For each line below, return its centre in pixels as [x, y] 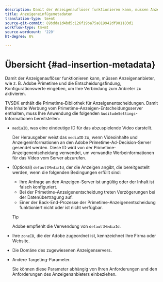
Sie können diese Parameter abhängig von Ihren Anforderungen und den [85, 269]
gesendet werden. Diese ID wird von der [52, 147]
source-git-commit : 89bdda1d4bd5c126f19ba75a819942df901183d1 [69, 23]
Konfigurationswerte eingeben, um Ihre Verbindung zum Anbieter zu [73, 88]
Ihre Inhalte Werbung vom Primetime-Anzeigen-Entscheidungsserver [74, 108]
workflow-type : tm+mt [27, 28]
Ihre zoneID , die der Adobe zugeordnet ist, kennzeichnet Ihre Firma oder [84, 235]
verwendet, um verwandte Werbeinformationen [107, 153]
